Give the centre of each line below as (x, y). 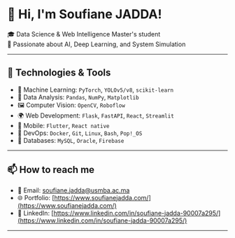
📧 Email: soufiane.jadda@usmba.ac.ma (73, 190)
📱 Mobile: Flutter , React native (63, 125)
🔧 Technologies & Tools (59, 73)
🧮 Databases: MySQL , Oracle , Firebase (71, 140)
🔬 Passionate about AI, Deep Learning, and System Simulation (97, 44)
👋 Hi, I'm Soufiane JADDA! (85, 14)
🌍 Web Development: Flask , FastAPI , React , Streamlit (96, 115)
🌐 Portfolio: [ (36, 197)
